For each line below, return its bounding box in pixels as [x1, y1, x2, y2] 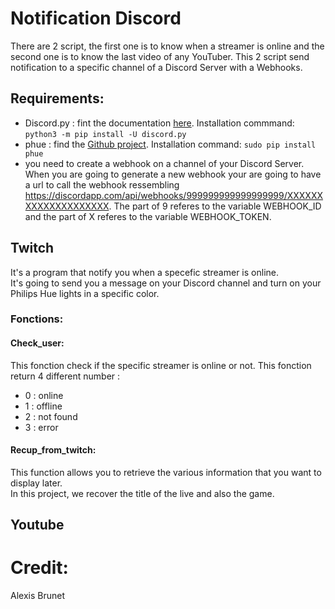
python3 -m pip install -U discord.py [24, 129, 187, 139]
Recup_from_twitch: [10, 444, 97, 456]
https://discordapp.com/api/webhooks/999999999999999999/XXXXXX [24, 189, 324, 201]
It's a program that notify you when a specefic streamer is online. [10, 266, 279, 278]
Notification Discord [10, 7, 182, 30]
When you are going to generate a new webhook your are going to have [24, 168, 322, 180]
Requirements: [10, 90, 105, 107]
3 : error [24, 421, 59, 433]
